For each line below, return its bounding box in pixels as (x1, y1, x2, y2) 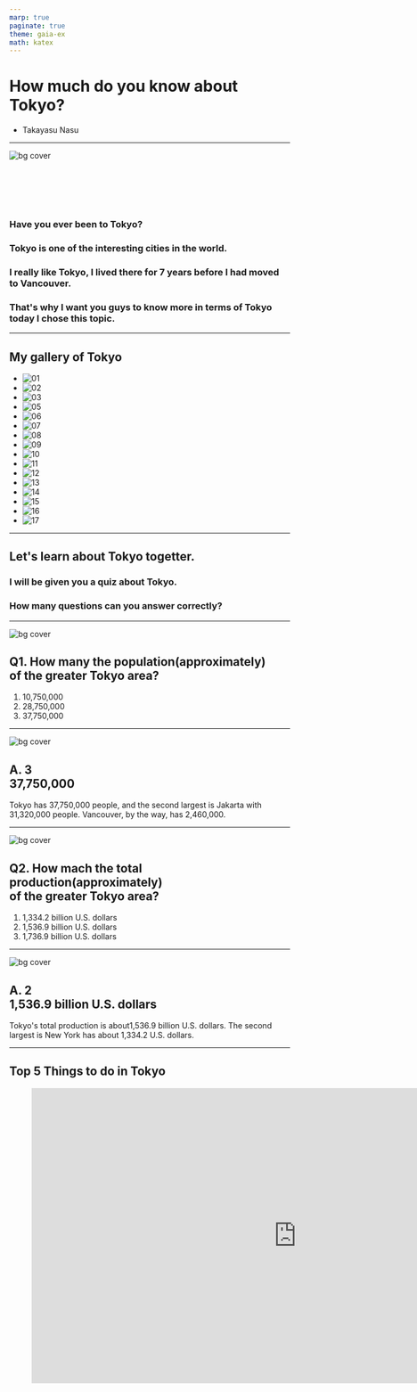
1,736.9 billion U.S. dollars (21, 931, 118, 942)
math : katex (9, 37, 53, 47)
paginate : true (9, 21, 66, 30)
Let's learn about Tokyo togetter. (9, 549, 195, 564)
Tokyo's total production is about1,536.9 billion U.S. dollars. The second (9, 1019, 273, 1030)
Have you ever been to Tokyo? (9, 218, 143, 231)
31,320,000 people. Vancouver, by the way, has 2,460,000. (9, 809, 226, 820)
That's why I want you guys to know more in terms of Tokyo (9, 300, 273, 313)
